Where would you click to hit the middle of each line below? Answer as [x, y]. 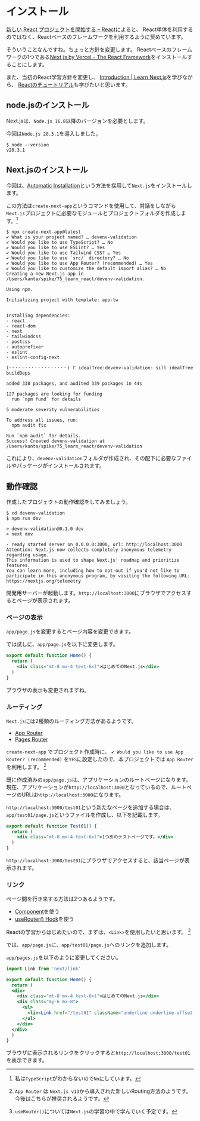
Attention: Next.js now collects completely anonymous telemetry [89, 550]
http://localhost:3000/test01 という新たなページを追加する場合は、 [90, 807]
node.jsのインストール [48, 105]
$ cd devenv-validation [36, 513]
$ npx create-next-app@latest [44, 232]
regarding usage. [28, 555]
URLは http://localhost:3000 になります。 [73, 794]
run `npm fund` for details [46, 399]
